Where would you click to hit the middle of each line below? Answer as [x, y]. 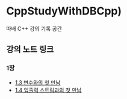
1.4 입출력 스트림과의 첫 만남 [48, 90]
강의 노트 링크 [30, 49]
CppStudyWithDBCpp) [64, 11]
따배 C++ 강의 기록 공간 [34, 28]
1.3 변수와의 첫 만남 [38, 82]
